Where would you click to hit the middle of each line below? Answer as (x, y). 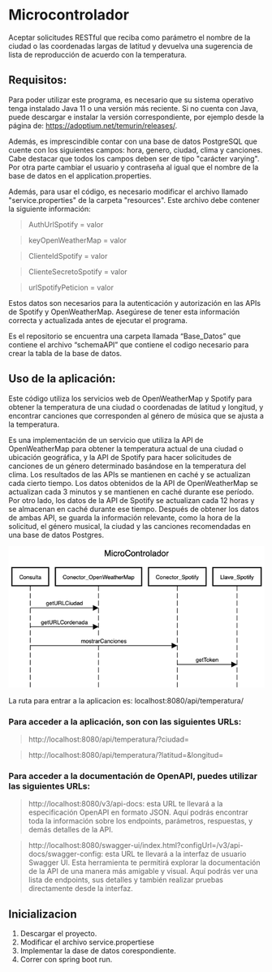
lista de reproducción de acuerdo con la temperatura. (97, 54)
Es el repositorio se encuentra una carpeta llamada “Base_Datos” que (125, 336)
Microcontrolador (69, 15)
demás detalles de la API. (71, 830)
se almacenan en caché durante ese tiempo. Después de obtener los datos (134, 509)
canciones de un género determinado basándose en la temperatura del (127, 466)
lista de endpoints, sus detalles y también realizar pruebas (125, 880)
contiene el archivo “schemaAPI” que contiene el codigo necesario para (129, 344)
